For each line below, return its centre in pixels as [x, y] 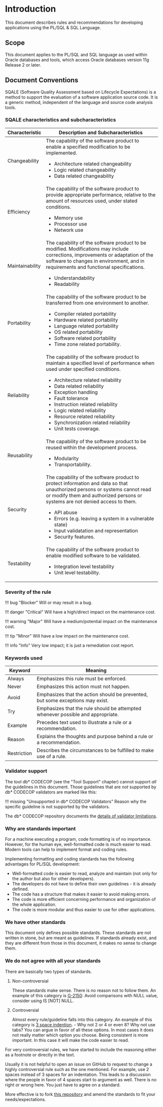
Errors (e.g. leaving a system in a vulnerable [104, 519]
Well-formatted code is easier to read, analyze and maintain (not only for [85, 874]
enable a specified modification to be [88, 147]
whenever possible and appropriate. [78, 714]
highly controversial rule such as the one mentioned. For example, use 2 [77, 1069]
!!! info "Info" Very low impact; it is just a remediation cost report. [70, 645]
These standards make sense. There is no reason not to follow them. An [84, 990]
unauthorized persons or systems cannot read [98, 489]
